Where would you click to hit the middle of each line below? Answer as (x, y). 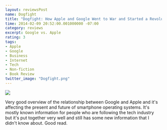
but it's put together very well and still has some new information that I (77, 118)
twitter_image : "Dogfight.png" (38, 79)
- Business (16, 56)
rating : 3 (15, 38)
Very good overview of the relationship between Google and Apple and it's (82, 102)
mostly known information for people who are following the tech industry (80, 112)
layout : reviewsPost (27, 10)
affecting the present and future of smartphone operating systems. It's (78, 107)
